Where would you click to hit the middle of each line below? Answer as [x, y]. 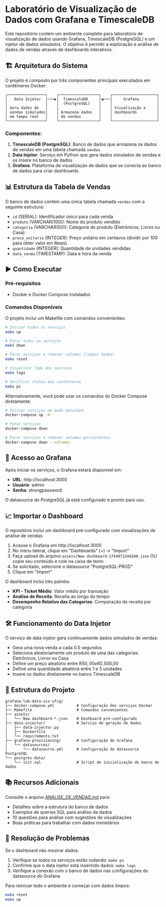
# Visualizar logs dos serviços [39, 368]
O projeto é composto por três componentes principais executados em [78, 80]
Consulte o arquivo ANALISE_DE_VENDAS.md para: [58, 797]
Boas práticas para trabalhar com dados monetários [66, 822]
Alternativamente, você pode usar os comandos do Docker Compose [76, 396]
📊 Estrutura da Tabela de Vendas [58, 187]
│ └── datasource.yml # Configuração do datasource [72, 749]
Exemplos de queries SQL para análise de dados [62, 812]
